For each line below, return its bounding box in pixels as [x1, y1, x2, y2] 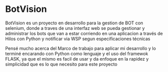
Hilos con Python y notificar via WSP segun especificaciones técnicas [5, 36, 150, 42]
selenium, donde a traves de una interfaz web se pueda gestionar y [5, 25, 145, 31]
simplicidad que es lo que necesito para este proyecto [5, 61, 118, 67]
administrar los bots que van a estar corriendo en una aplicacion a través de [5, 30, 163, 36]
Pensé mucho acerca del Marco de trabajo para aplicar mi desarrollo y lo [5, 45, 156, 51]
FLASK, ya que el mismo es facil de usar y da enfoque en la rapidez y [5, 56, 149, 62]
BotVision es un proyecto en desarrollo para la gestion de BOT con [5, 20, 143, 26]
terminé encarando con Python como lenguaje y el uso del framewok [5, 51, 148, 57]
